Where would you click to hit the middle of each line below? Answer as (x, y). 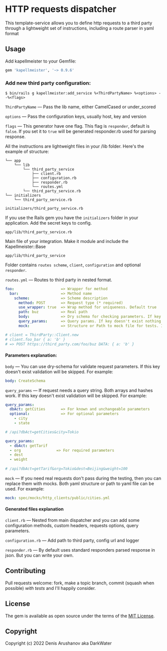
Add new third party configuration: (48, 83)
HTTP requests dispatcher (61, 9)
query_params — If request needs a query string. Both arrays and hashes (79, 390)
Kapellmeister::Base (26, 246)
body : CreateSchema (25, 381)
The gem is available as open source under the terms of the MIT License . (80, 616)
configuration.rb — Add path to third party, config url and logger (72, 540)
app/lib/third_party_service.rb (39, 232)
